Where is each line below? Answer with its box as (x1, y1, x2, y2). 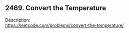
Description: (5, 17, 30, 23)
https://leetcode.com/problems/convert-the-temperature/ (5, 22, 124, 28)
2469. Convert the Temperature (5, 4, 106, 12)
